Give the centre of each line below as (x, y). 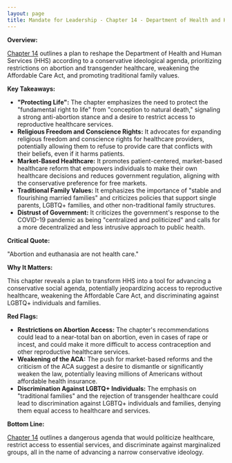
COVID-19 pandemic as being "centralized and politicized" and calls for (118, 219)
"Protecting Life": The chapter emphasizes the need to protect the (113, 102)
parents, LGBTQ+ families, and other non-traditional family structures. (116, 205)
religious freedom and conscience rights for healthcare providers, (111, 138)
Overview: (22, 39)
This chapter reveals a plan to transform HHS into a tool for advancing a (109, 280)
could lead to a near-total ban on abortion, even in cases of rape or (113, 337)
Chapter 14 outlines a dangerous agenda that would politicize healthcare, (111, 437)
